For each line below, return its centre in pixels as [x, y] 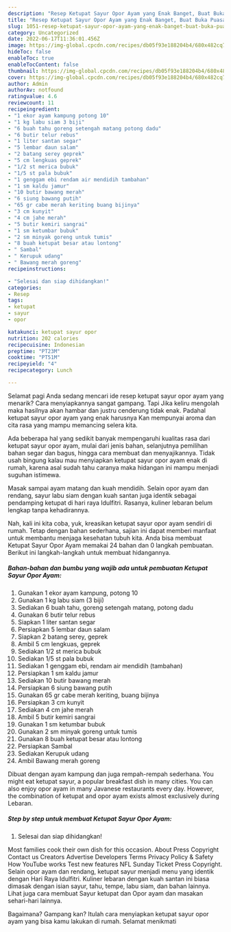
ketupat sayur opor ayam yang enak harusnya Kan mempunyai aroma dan [112, 418]
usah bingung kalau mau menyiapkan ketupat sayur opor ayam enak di [108, 460]
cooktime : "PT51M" [34, 358]
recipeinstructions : [37, 269]
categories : [25, 288]
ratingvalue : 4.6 [33, 97]
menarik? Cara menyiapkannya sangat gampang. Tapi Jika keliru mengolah [114, 403]
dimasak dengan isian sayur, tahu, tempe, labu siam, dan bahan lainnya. [109, 886]
